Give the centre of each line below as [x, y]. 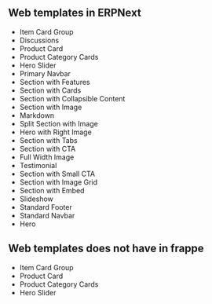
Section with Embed [52, 190]
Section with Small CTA [57, 174]
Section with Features [55, 82]
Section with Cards [50, 90]
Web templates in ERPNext [75, 13]
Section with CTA [48, 148]
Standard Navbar [47, 215]
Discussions [39, 40]
